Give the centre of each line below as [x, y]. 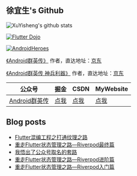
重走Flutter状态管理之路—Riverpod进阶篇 [65, 159]
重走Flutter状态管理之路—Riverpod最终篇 [65, 145]
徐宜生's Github [35, 11]
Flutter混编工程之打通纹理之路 [51, 137]
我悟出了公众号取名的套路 [46, 152]
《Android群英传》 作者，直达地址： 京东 [54, 60]
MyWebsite [112, 89]
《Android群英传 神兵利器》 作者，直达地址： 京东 [65, 73]
